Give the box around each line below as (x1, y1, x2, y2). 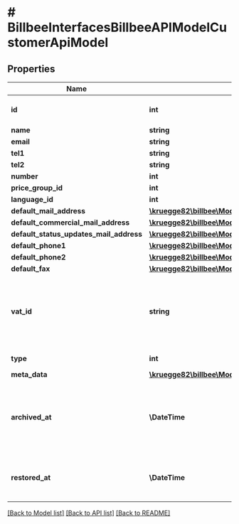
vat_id (11, 306, 32, 316)
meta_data (11, 370, 48, 379)
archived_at (11, 412, 52, 422)
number (11, 171, 38, 181)
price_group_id (11, 183, 63, 193)
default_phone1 (11, 241, 66, 250)
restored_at (11, 473, 51, 482)
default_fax (11, 264, 51, 274)
